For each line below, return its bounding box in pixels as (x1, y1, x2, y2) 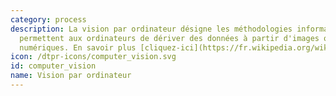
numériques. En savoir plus (19, 42, 137, 53)
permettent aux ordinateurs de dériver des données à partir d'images (19, 33, 320, 43)
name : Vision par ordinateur (10, 71, 132, 81)
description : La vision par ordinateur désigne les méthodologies (10, 24, 293, 34)
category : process (10, 14, 87, 25)
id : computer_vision (10, 61, 97, 71)
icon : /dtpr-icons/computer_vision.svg (10, 52, 177, 62)
